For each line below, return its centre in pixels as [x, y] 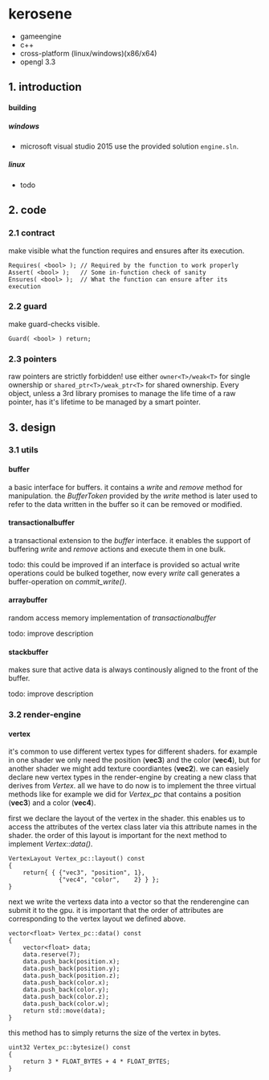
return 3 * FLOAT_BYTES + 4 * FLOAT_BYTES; [97, 1062]
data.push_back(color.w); [66, 1004]
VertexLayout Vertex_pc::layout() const [77, 859]
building [22, 107]
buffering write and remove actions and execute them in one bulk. [117, 549]
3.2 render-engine [45, 714]
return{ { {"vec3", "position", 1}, [84, 873]
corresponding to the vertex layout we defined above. [97, 919]
